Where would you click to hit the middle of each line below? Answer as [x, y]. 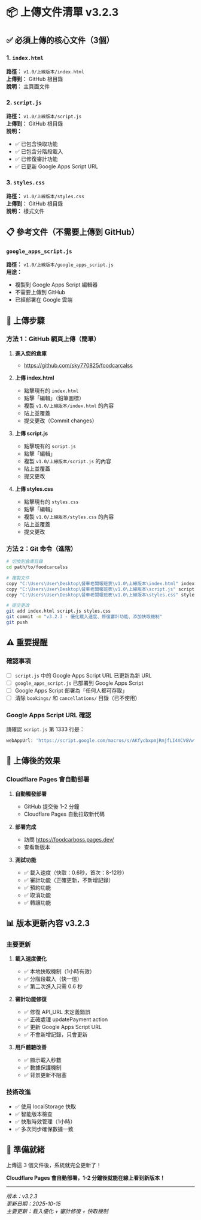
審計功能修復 [31, 999]
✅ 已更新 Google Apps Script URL [57, 166]
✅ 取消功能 [37, 895]
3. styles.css [25, 183]
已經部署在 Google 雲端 [44, 300]
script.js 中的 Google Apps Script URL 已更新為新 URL [83, 675]
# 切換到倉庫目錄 [25, 562]
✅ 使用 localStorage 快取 [45, 1106]
